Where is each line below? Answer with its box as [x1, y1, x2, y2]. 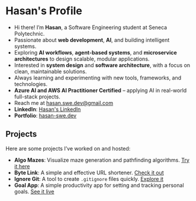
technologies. [14, 80, 48, 87]
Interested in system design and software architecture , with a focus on [14, 61, 191, 69]
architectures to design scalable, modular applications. [14, 55, 150, 62]
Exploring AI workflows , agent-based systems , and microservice [14, 49, 177, 56]
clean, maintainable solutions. [14, 68, 87, 75]
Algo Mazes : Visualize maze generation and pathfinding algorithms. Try [14, 156, 190, 164]
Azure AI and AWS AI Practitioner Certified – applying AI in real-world [14, 87, 187, 94]
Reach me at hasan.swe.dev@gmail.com [14, 99, 114, 106]
